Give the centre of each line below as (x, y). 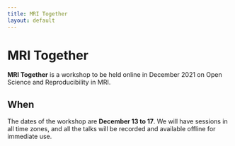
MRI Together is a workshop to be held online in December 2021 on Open (115, 75)
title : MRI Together (38, 14)
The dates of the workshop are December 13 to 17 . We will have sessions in (117, 121)
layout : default (31, 20)
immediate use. (30, 136)
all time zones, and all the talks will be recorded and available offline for (111, 129)
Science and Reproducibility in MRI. (59, 83)
